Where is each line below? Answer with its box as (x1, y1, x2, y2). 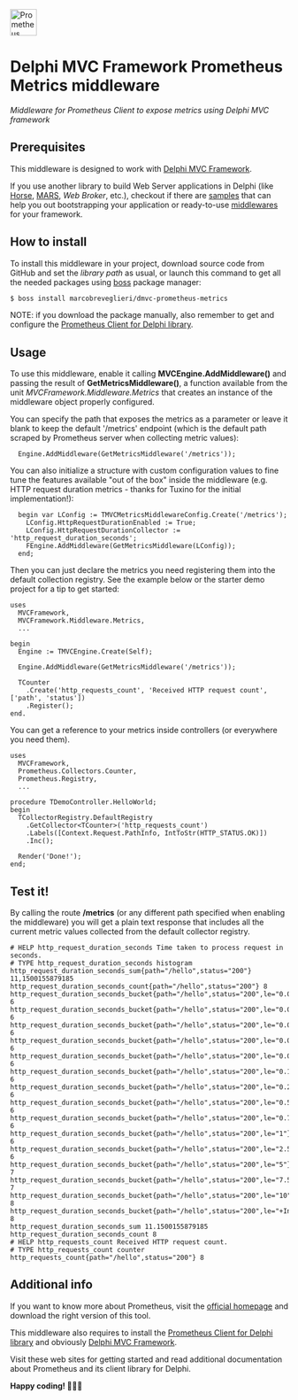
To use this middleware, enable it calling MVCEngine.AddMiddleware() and (10, 368, 287, 379)
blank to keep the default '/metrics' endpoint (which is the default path (10, 423, 267, 434)
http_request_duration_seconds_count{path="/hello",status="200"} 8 (10, 982, 268, 991)
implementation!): (10, 493, 74, 504)
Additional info (10, 1277, 94, 1292)
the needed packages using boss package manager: (10, 276, 202, 287)
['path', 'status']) (10, 694, 87, 703)
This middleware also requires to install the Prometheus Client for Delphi (10, 1327, 273, 1338)
